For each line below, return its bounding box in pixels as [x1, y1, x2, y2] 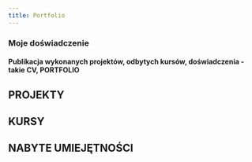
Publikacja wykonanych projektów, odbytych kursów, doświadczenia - [8, 57, 245, 67]
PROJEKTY [8, 88, 65, 101]
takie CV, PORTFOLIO [8, 65, 80, 75]
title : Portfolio [8, 11, 66, 20]
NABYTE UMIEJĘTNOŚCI [8, 142, 134, 155]
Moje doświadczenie [8, 37, 89, 48]
